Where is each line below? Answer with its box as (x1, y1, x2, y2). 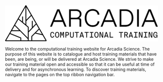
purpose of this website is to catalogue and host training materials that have (5, 51, 157, 57)
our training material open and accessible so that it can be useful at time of (5, 61, 155, 67)
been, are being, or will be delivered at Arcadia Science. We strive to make (5, 56, 154, 62)
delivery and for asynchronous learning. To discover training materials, (5, 66, 147, 72)
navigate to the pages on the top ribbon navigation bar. (5, 71, 115, 77)
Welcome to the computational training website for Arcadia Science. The (5, 46, 150, 52)
